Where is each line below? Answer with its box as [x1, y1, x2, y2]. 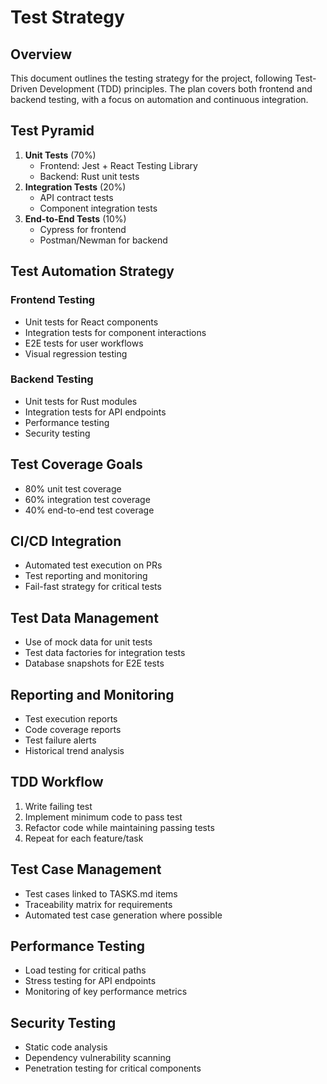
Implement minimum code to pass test [24, 811, 183, 823]
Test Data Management [10, 609, 159, 626]
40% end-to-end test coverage [24, 504, 155, 516]
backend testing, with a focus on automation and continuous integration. [10, 94, 309, 105]
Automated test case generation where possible [24, 909, 223, 921]
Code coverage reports [24, 724, 122, 736]
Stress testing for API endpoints [24, 975, 157, 987]
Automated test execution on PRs [24, 559, 163, 571]
